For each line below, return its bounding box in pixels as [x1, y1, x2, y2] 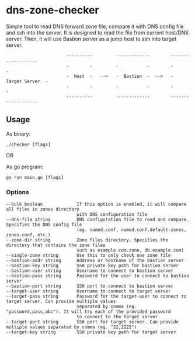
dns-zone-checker [6, 4, 99, 17]
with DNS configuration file [76, 212, 148, 218]
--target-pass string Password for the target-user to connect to [6, 294, 187, 299]
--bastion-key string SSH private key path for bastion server [6, 263, 179, 269]
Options [6, 188, 29, 196]
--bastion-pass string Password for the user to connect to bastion [6, 273, 190, 279]
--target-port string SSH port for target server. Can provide [6, 319, 179, 325]
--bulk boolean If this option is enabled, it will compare [6, 201, 187, 208]
